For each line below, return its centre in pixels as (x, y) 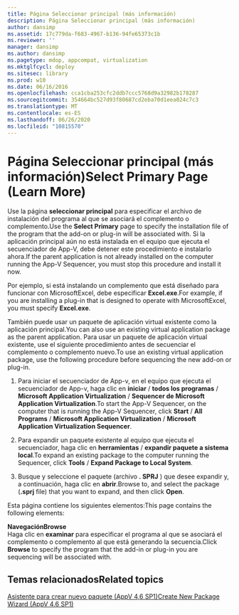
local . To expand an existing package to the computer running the (113, 455)
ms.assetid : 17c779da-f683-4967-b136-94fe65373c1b (84, 34)
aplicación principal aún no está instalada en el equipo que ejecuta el (108, 242)
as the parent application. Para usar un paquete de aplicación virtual (107, 337)
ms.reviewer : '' (31, 41)
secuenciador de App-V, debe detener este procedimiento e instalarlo (110, 249)
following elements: (36, 513)
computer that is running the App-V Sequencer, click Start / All (110, 411)
